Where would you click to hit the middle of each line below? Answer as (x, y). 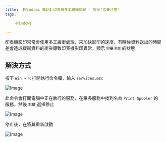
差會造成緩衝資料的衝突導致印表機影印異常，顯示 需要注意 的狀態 (70, 48)
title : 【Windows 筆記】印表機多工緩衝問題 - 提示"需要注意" (62, 10)
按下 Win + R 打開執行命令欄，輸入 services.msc (54, 78)
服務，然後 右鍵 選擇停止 (30, 105)
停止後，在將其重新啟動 (29, 124)
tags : (11, 14)
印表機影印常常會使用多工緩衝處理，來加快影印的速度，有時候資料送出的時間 (83, 42)
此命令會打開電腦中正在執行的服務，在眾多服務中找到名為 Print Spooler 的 (82, 98)
